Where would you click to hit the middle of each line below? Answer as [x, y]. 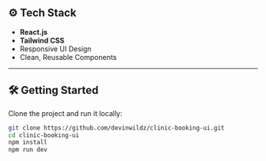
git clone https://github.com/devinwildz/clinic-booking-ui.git [116, 128]
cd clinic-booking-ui [44, 135]
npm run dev [28, 150]
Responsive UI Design [55, 49]
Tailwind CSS [42, 40]
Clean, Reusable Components [68, 57]
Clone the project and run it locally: [65, 113]
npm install [28, 142]
